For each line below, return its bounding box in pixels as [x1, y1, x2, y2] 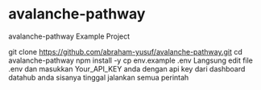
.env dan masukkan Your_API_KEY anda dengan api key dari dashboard [8, 63, 246, 73]
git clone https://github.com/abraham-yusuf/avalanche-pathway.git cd [8, 47, 243, 56]
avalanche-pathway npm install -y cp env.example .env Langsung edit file [8, 55, 254, 65]
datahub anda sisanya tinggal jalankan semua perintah [8, 72, 189, 82]
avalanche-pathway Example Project [8, 31, 130, 41]
